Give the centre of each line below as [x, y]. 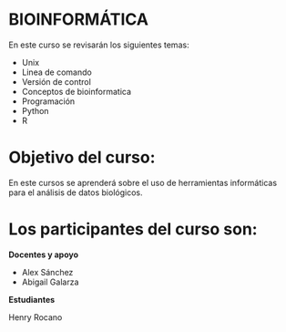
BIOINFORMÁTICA [79, 20]
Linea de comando [56, 72]
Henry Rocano [36, 317]
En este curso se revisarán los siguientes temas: [99, 45]
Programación [48, 101]
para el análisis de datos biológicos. [76, 192]
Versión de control [56, 81]
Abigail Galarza [50, 282]
